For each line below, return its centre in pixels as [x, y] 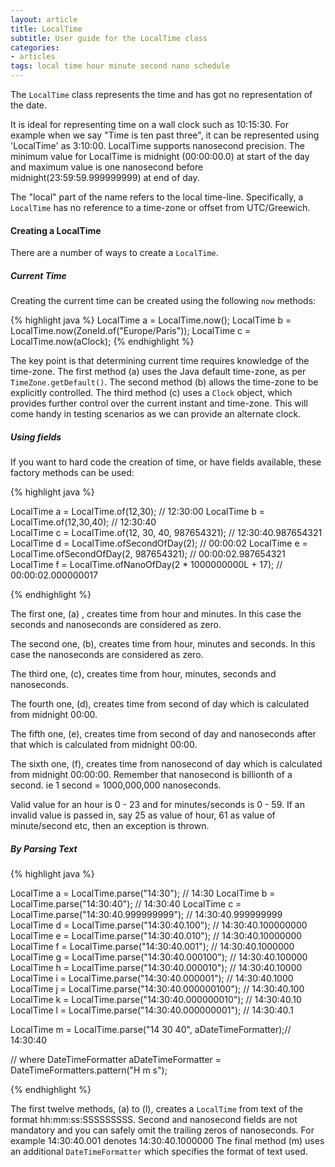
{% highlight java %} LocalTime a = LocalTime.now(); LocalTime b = [151, 320]
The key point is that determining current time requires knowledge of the [160, 361]
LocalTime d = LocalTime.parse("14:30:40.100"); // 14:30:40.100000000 [159, 925]
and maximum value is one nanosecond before [107, 167]
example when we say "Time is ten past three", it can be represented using [165, 135]
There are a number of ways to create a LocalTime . [114, 253]
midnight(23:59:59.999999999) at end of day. [105, 177]
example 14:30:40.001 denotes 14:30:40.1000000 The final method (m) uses [167, 1141]
